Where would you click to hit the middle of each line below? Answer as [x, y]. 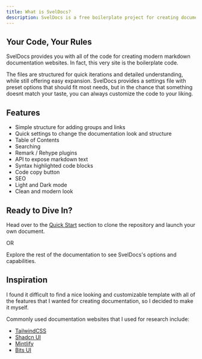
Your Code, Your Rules [49, 42]
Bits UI [23, 350]
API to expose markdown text [51, 159]
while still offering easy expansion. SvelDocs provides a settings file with [96, 81]
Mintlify [24, 343]
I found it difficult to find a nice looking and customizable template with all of [101, 294]
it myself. [17, 307]
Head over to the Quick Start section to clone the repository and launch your [101, 224]
